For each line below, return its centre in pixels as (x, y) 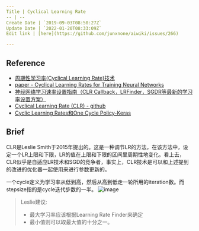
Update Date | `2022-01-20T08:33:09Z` (54, 28)
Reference (26, 63)
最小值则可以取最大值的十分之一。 (71, 222)
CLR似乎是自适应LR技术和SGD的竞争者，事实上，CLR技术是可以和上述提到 (97, 162)
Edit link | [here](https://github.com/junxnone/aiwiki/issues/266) (92, 34)
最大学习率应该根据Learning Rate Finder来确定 (86, 214)
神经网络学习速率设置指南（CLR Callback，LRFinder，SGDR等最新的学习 (104, 91)
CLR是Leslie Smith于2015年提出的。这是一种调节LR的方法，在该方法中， (95, 147)
